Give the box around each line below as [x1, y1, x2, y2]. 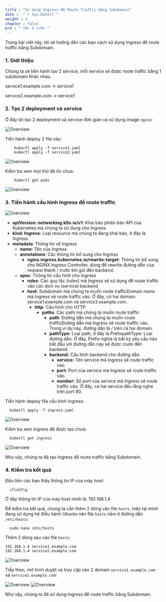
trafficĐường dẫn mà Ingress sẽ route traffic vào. [49, 320, 149, 326]
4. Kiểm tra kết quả [5, 466, 52, 473]
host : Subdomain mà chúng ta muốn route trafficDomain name [27, 289, 155, 295]
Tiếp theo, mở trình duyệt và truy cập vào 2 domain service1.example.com [5, 567, 156, 573]
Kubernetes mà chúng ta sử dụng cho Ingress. [12, 225, 108, 231]
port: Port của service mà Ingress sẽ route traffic [56, 368, 157, 374]
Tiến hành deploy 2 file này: [5, 136, 62, 142]
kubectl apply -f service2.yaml [14, 150, 81, 154]
